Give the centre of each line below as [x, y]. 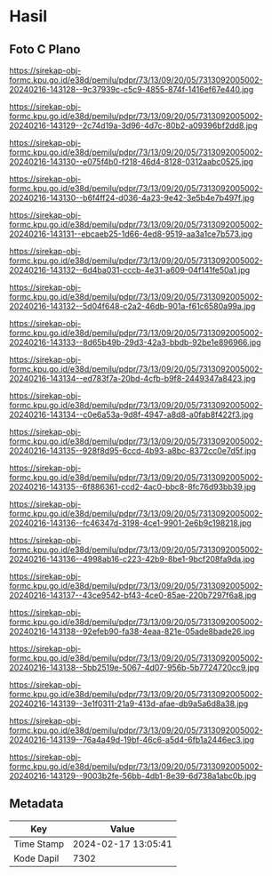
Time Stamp [39, 844]
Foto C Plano [45, 49]
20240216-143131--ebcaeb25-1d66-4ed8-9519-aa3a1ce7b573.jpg [131, 234]
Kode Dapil [36, 858]
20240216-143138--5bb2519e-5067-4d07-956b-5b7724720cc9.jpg [134, 667]
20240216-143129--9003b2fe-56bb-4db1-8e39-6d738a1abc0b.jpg [133, 776]
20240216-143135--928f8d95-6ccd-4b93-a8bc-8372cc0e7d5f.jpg [132, 450]
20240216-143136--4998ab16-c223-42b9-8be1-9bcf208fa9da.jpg [132, 559]
